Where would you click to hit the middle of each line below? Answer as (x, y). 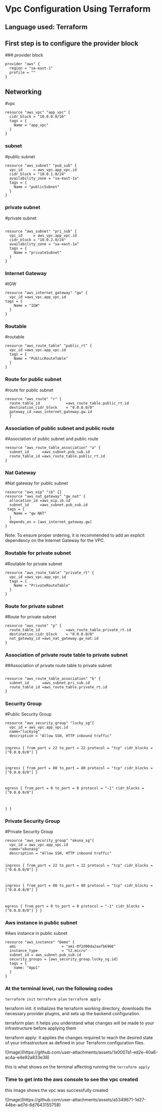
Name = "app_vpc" (31, 125)
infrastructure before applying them (41, 1028)
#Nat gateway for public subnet (37, 483)
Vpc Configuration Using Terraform (78, 9)
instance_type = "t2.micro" (49, 950)
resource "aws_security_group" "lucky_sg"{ (50, 723)
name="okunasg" (25, 849)
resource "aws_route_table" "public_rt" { (49, 346)
